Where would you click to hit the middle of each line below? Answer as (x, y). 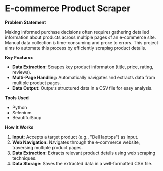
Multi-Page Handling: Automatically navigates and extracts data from (83, 77)
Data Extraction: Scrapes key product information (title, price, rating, (83, 67)
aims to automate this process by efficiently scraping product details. (76, 48)
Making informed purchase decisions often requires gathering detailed (77, 32)
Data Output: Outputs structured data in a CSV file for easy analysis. (82, 88)
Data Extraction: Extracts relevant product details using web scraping (83, 153)
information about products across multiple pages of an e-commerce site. (81, 37)
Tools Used (17, 98)
